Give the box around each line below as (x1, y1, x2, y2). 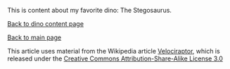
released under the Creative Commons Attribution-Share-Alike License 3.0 (7, 54, 224, 63)
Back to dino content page (7, 20, 84, 27)
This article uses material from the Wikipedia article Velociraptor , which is (7, 47, 220, 55)
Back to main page (7, 33, 62, 42)
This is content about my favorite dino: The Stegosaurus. (7, 6, 172, 14)
